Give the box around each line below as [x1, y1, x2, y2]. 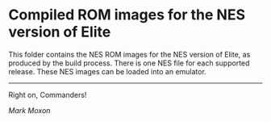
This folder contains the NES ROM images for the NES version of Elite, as [8, 49, 251, 59]
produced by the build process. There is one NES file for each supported [8, 58, 250, 68]
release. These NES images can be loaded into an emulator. [8, 66, 207, 76]
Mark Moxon [8, 105, 51, 115]
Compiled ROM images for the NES [8, 6, 246, 24]
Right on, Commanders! [8, 90, 87, 99]
